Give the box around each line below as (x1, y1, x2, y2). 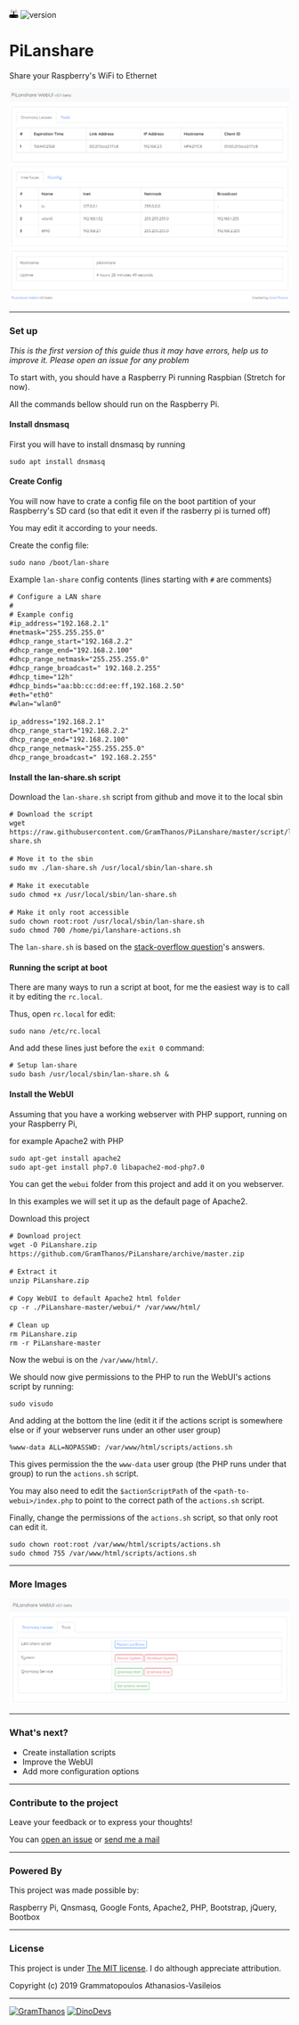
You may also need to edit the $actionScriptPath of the (9, 1485, 212, 1496)
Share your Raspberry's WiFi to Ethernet (9, 70, 158, 80)
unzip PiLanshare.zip (9, 1276, 90, 1285)
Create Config (9, 476, 62, 486)
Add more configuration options (21, 1765, 140, 1776)
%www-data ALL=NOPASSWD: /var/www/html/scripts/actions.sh (9, 1442, 233, 1452)
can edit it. (9, 1522, 48, 1532)
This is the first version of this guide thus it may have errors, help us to (9, 344, 269, 356)
